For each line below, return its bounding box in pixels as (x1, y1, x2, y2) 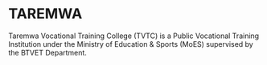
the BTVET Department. (8, 48, 87, 57)
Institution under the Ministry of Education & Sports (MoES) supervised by (8, 39, 253, 48)
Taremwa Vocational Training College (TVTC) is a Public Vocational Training (8, 31, 260, 40)
